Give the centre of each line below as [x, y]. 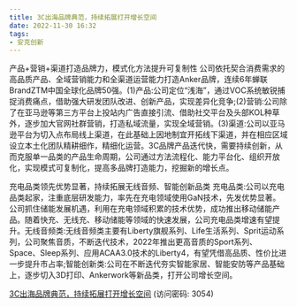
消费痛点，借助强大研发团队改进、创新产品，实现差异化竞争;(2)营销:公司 [148, 102]
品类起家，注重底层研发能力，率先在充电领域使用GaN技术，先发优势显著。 [145, 198]
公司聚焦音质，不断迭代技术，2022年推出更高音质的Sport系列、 [141, 242]
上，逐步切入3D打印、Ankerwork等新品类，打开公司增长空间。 [123, 275]
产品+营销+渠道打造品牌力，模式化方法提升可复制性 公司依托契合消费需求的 [147, 68]
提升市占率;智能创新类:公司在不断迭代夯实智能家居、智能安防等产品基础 [155, 264]
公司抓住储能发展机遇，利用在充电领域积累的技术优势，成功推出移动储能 [141, 209]
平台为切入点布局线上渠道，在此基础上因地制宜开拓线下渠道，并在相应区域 [152, 134]
